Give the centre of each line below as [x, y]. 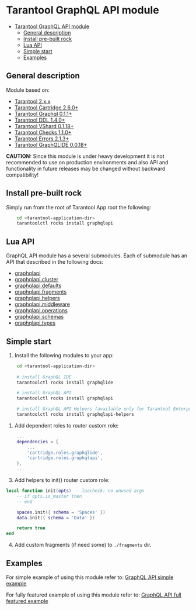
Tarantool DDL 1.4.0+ [40, 120]
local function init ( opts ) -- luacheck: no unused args [75, 491]
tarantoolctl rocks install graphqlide [65, 382]
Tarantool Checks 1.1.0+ [43, 132]
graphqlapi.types [35, 323]
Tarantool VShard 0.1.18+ [44, 126]
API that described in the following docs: [55, 262]
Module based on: [28, 90]
